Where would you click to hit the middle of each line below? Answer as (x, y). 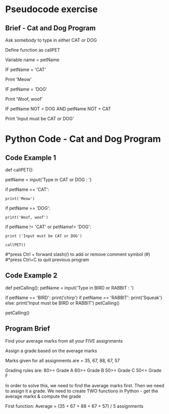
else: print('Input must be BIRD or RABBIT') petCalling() (63, 303)
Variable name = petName (32, 60)
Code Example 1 (31, 158)
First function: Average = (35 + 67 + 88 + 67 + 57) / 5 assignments (74, 406)
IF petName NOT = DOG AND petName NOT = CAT (58, 109)
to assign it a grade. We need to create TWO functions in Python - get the (82, 391)
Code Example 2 (32, 276)
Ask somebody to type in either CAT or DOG (51, 40)
